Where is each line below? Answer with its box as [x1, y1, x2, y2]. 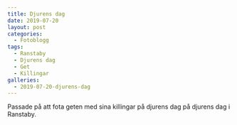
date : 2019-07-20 [7, 17, 59, 24]
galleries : [7, 76, 40, 84]
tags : [7, 43, 23, 50]
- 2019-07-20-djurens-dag [14, 83, 91, 90]
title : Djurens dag [7, 10, 65, 18]
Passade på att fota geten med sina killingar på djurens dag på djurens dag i [7, 102, 231, 111]
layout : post [7, 23, 46, 31]
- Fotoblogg [14, 37, 50, 44]
